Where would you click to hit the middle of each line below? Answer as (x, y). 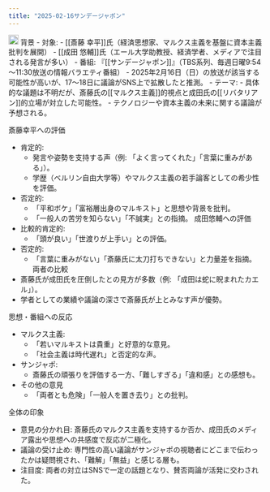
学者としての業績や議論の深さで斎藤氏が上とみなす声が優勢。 (123, 300)
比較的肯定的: (43, 229)
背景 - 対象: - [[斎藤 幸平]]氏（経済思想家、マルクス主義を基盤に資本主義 (141, 42)
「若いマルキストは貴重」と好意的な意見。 (103, 344)
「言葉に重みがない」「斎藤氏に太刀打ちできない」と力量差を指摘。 (144, 259)
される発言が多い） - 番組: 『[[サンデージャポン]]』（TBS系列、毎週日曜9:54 (135, 63)
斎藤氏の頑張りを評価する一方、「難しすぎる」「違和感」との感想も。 (146, 375)
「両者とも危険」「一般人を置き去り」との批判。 (112, 395)
